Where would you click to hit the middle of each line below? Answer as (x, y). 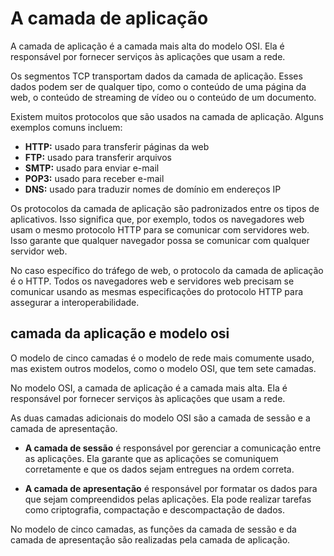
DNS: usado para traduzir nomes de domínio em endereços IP (153, 189)
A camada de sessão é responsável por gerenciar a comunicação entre (173, 448)
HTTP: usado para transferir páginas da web (117, 146)
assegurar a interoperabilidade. (75, 302)
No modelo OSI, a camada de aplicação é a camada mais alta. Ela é (149, 388)
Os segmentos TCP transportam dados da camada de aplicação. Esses (156, 76)
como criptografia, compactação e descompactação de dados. (154, 509)
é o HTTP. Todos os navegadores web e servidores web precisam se (152, 281)
